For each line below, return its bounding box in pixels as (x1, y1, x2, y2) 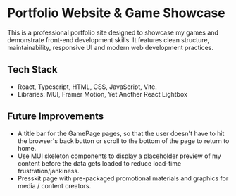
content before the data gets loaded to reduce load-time (17, 159, 182, 167)
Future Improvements (7, 111, 104, 123)
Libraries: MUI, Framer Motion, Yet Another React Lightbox (17, 90, 188, 98)
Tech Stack (7, 63, 58, 75)
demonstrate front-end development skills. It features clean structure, (7, 35, 210, 44)
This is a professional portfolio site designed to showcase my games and (7, 28, 218, 37)
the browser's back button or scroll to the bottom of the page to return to (17, 136, 230, 145)
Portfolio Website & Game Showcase (7, 5, 225, 21)
